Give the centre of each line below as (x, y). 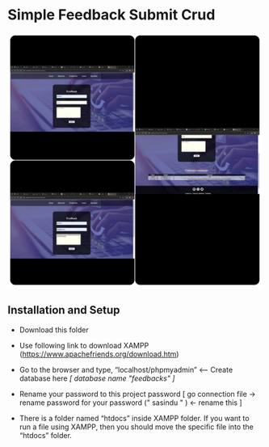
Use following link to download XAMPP (84, 345)
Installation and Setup (64, 310)
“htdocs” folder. (45, 435)
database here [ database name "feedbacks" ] (97, 378)
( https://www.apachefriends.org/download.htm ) (99, 354)
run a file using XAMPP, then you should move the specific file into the (136, 427)
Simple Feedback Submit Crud (111, 15)
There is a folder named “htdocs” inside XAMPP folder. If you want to (134, 418)
